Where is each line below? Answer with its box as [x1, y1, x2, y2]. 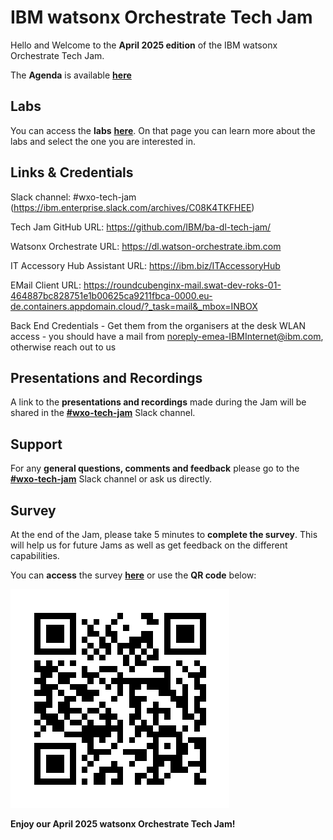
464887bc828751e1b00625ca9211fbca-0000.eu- [10, 289, 213, 301]
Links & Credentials [10, 164, 134, 181]
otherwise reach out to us [10, 341, 117, 353]
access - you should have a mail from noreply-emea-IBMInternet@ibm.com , [10, 330, 324, 342]
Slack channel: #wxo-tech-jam [10, 191, 137, 203]
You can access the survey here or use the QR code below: [10, 569, 257, 581]
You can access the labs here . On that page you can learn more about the [10, 124, 316, 136]
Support [10, 436, 63, 453]
